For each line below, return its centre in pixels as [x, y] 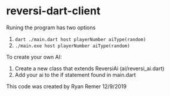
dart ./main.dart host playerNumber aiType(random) [80, 39]
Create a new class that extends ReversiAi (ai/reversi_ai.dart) [89, 68]
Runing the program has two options [51, 27]
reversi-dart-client [53, 11]
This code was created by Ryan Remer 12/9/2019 [67, 86]
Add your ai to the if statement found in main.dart [75, 75]
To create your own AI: [34, 57]
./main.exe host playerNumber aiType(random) [72, 46]
